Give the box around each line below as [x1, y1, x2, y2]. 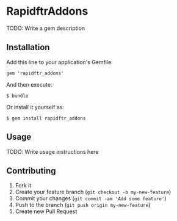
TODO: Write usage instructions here [6, 148, 99, 155]
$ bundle [6, 93, 29, 99]
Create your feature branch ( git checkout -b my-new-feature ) [15, 188, 172, 196]
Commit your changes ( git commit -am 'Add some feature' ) [15, 195, 167, 202]
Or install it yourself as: [6, 103, 64, 111]
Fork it [15, 182, 32, 189]
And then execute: [6, 81, 52, 88]
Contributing [6, 165, 56, 176]
